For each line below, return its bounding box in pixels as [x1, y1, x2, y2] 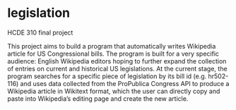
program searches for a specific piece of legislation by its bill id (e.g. [7, 72, 207, 80]
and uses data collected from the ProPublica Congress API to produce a [20, 79, 230, 87]
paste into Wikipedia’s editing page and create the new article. [7, 94, 189, 103]
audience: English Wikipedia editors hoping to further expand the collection [7, 56, 227, 65]
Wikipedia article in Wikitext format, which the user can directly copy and [7, 87, 220, 95]
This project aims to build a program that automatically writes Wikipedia [7, 42, 216, 50]
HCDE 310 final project [7, 28, 73, 37]
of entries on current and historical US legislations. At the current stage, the [7, 64, 228, 73]
